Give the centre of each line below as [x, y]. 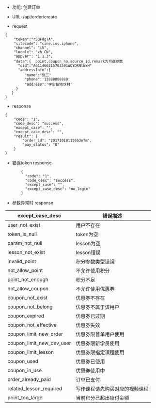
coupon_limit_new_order [35, 334]
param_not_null [25, 243]
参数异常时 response [33, 203]
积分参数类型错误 [95, 262]
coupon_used [23, 361]
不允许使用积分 [93, 271]
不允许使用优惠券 [95, 289]
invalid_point [22, 261]
